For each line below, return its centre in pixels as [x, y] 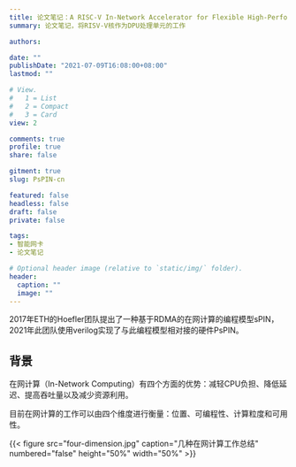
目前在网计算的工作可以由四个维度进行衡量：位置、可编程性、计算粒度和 [140, 414]
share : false [33, 156]
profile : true [35, 147]
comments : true [37, 139]
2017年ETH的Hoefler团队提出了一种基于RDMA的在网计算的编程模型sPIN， [144, 319]
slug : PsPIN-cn [37, 180]
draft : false [33, 212]
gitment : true [35, 172]
